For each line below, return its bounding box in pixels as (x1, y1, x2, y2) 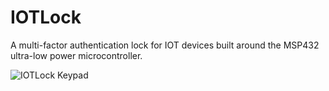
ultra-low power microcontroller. (10, 49, 143, 61)
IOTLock (10, 6, 82, 29)
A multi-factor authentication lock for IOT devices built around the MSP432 (10, 39, 320, 51)
